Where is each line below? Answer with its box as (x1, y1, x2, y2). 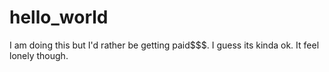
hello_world (9, 6, 109, 29)
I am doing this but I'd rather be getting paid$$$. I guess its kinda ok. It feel (9, 39, 320, 51)
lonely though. (9, 49, 69, 61)
